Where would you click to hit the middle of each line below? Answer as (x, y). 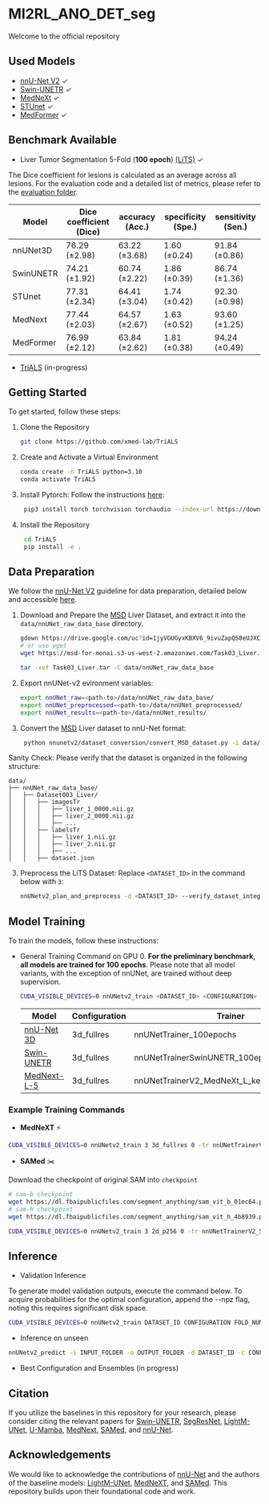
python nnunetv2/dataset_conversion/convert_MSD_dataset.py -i (131, 742)
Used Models (42, 61)
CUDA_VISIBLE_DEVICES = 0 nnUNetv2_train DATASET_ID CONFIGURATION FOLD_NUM (136, 1323)
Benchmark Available (63, 140)
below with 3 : (42, 882)
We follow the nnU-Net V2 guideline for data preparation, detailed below (128, 591)
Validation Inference (53, 1276)
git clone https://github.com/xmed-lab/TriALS (99, 442)
